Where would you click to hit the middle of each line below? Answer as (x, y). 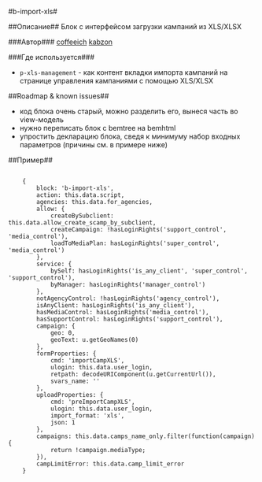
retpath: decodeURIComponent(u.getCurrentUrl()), (133, 374)
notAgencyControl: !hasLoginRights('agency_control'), (128, 298)
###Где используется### (52, 57)
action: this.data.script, (81, 195)
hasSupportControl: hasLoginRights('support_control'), (130, 319)
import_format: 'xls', (87, 416)
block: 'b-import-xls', (75, 188)
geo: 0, (63, 333)
